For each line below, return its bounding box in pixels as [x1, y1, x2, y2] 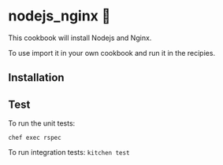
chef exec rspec [8, 134, 61, 142]
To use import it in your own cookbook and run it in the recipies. [8, 48, 215, 57]
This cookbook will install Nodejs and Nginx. [8, 33, 152, 42]
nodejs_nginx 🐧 [8, 7, 111, 25]
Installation [8, 71, 65, 85]
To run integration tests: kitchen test [8, 148, 130, 157]
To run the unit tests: [8, 119, 76, 128]
